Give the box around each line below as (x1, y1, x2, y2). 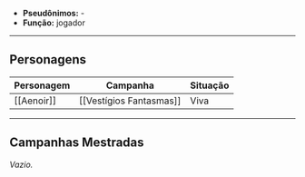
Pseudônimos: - (22, 8, 84, 18)
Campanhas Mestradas (9, 135, 144, 151)
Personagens (9, 52, 87, 67)
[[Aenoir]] (14, 94, 57, 107)
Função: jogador (22, 17, 86, 28)
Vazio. (9, 159, 34, 170)
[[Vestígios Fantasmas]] (78, 94, 182, 107)
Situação (190, 79, 230, 92)
